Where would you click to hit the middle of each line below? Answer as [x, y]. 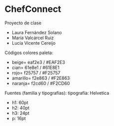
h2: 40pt [21, 108]
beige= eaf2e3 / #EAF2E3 [38, 62]
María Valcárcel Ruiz [33, 38]
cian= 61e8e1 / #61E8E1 [36, 67]
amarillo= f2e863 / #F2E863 [41, 78]
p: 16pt [19, 118]
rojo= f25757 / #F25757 [36, 72]
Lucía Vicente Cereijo [33, 43]
